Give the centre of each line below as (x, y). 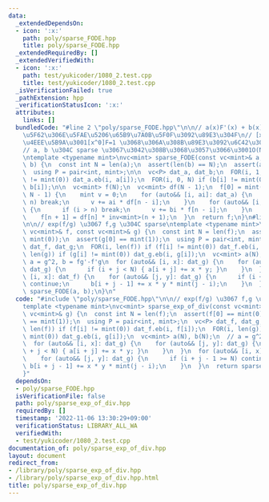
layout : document (37, 455)
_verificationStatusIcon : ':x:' (70, 105)
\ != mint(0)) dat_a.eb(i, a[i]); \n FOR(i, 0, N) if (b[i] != (130, 180)
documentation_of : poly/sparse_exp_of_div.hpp (87, 448)
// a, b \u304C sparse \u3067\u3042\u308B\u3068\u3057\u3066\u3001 (137, 150)
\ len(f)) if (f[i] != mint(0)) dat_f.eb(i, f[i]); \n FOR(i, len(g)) (143, 329)
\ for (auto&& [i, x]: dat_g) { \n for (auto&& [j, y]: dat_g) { (139, 344)
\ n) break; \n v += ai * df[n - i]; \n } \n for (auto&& (136, 202)
